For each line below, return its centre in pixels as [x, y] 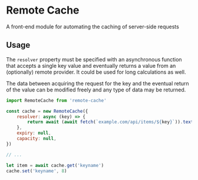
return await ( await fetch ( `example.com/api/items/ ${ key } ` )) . [105, 122]
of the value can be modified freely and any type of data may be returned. [96, 90]
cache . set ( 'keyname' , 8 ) [37, 171]
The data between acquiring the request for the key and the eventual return [98, 83]
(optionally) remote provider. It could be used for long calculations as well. [96, 72]
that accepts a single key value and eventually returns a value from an [91, 66]
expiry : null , [34, 133]
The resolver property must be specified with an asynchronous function [94, 59]
